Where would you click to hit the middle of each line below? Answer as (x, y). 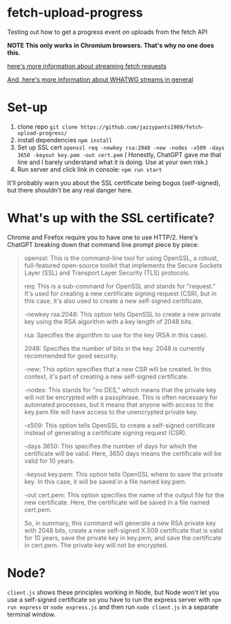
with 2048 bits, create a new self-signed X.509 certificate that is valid (123, 530)
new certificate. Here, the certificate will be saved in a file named (117, 502)
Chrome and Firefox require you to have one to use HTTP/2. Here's (103, 237)
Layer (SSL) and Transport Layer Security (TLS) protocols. (107, 273)
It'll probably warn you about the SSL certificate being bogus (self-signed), (114, 183)
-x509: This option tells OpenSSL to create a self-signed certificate (120, 425)
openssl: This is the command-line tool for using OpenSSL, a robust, (121, 258)
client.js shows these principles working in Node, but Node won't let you (113, 592)
